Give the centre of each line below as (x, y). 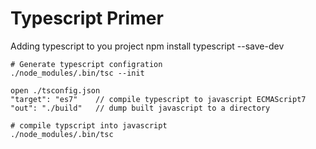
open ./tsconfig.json (55, 90)
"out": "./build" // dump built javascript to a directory (140, 108)
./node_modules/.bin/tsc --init (77, 73)
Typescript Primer (87, 18)
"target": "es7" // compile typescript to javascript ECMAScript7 (158, 99)
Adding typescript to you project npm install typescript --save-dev (147, 46)
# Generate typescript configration (86, 64)
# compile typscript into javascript (89, 125)
